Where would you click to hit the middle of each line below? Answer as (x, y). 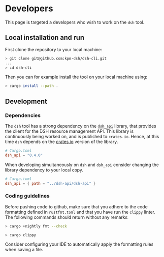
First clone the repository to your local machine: (54, 49)
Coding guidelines (28, 196)
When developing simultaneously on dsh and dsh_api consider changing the (82, 165)
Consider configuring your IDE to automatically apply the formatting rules (79, 244)
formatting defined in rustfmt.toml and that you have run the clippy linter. (80, 212)
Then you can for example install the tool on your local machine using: (76, 77)
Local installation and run (45, 38)
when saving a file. (24, 250)
